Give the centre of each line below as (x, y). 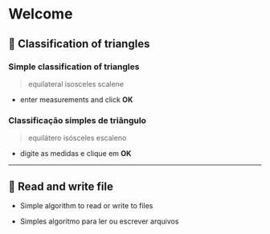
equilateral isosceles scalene (76, 84)
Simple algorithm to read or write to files (86, 205)
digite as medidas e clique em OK (76, 154)
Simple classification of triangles (74, 67)
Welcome (41, 14)
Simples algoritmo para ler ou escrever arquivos (99, 221)
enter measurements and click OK (76, 99)
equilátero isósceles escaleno (77, 138)
